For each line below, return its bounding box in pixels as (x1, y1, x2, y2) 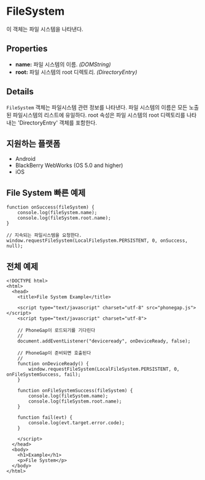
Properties (6, 44, 48, 54)
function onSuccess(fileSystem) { (6, 204, 95, 211)
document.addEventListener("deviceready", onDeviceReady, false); (17, 338, 191, 344)
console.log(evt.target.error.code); (28, 420, 125, 426)
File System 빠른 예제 (6, 187, 86, 198)
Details (6, 87, 34, 97)
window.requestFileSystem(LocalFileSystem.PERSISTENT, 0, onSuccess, (6, 238, 188, 244)
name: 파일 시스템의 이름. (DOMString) (15, 60, 112, 68)
